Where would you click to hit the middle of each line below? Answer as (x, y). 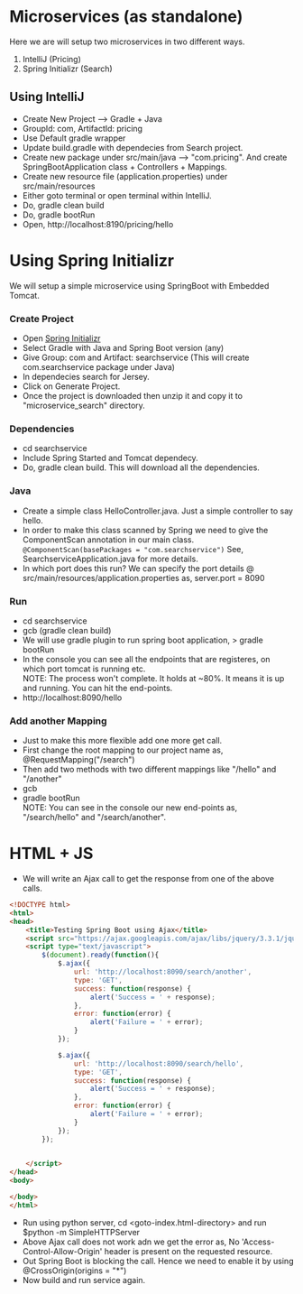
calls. (32, 888)
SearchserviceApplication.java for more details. (110, 559)
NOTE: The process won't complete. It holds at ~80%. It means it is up (153, 678)
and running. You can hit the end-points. (97, 688)
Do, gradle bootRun (59, 215)
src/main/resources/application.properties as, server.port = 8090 (143, 578)
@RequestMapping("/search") (78, 760)
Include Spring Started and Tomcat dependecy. (110, 458)
